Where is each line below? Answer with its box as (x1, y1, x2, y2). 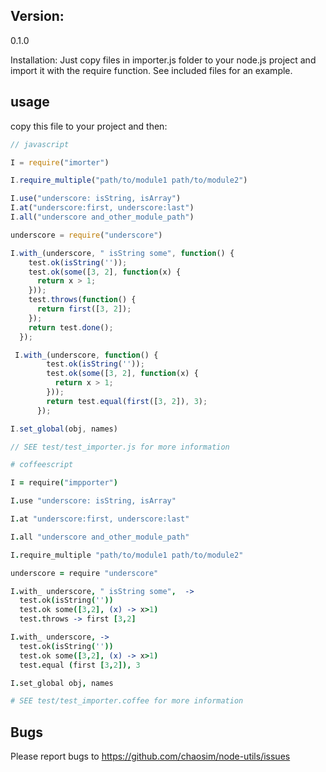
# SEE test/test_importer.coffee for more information (10, 696, 244, 706)
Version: (10, 8, 65, 25)
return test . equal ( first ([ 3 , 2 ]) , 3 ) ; (46, 396, 208, 406)
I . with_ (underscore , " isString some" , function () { (10, 248, 235, 258)
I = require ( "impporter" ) (10, 478, 118, 488)
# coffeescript (10, 460, 74, 470)
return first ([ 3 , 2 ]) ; (36, 304, 132, 314)
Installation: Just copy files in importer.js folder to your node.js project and (10, 54, 317, 66)
